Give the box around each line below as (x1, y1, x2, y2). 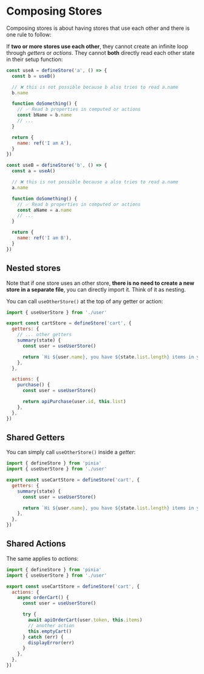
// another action (28, 622, 75, 628)
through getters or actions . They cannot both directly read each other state (6, 49, 195, 56)
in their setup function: (6, 55, 63, 63)
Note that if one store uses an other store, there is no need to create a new (6, 279, 194, 287)
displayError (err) (28, 639, 75, 646)
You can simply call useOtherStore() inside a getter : (6, 449, 136, 456)
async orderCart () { (17, 595, 69, 601)
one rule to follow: (6, 30, 52, 38)
